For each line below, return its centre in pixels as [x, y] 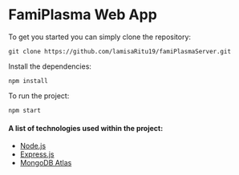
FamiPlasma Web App [83, 15]
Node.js [33, 146]
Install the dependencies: [50, 66]
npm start [25, 110]
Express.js [37, 154]
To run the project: [39, 95]
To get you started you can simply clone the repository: [99, 37]
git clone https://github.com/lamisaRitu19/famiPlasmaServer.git [119, 51]
